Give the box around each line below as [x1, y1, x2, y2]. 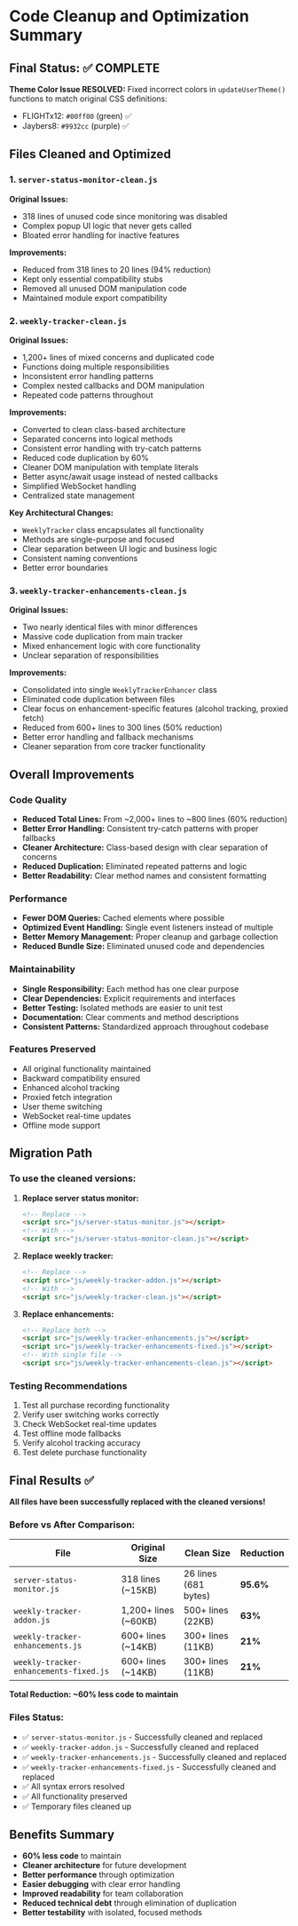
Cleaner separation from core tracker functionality [21, 741, 206, 752]
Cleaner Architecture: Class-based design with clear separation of [21, 842, 269, 852]
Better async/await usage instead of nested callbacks [21, 471, 219, 481]
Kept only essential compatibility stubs [21, 273, 164, 284]
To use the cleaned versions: [9, 1172, 137, 1185]
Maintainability [9, 963, 75, 976]
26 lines [183, 1567, 217, 1580]
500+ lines [183, 1605, 229, 1617]
